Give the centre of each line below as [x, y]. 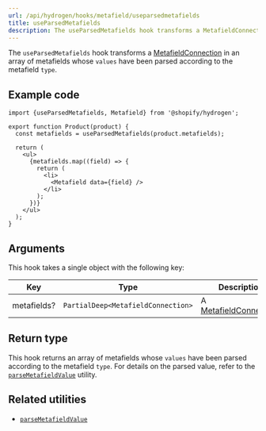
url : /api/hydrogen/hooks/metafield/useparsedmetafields [104, 15]
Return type [38, 339]
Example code [44, 95]
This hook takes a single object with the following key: [96, 267]
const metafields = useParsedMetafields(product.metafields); [120, 134]
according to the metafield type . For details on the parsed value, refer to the [132, 366]
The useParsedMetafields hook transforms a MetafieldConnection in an [124, 53]
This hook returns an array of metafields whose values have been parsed [127, 357]
